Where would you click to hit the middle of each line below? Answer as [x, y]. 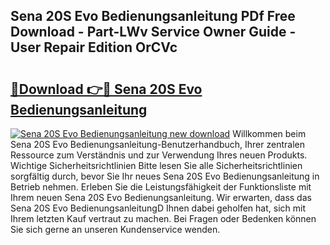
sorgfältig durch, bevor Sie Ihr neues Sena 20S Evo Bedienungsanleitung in [165, 176]
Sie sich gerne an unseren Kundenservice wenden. [115, 229]
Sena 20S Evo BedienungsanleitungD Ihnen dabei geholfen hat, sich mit [158, 208]
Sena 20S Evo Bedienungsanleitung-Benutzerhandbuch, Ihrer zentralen [157, 144]
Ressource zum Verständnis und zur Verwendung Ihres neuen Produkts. [159, 155]
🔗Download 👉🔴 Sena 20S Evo [106, 89]
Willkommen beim [269, 133]
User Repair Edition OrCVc [94, 47]
